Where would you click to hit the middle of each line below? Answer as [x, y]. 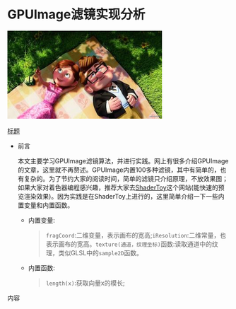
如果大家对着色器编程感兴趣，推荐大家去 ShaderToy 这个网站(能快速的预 [121, 187]
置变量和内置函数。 [46, 205]
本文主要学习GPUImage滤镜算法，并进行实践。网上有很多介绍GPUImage [123, 161]
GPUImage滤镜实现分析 [76, 14]
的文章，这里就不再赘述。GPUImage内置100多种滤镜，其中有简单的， [119, 170]
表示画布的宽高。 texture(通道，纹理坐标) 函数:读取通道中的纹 [132, 244]
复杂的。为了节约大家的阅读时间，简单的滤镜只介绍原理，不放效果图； [126, 178]
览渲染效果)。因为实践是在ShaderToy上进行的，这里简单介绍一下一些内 [121, 196]
